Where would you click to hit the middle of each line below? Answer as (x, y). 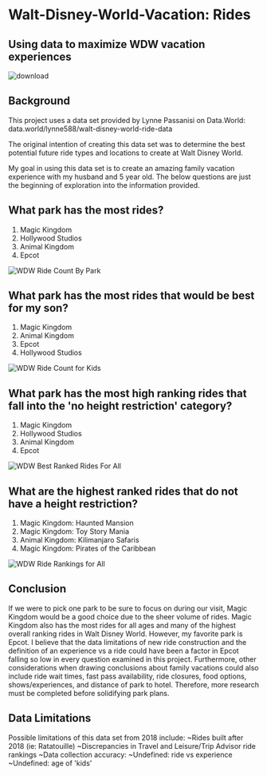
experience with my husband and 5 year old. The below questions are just (130, 177)
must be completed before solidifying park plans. (89, 693)
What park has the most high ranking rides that (128, 393)
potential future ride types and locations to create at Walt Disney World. (126, 153)
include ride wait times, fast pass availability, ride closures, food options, (128, 676)
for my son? (39, 308)
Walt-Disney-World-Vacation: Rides (130, 15)
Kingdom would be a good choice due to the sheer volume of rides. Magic (130, 616)
